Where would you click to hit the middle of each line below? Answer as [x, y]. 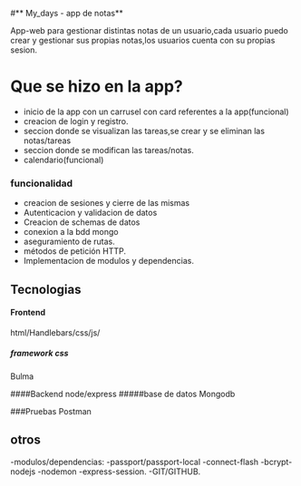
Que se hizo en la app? [97, 87]
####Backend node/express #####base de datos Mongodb [123, 394]
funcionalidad [42, 183]
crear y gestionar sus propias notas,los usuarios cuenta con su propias [143, 40]
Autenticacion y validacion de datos [90, 213]
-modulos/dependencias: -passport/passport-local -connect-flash [135, 462]
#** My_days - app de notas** [67, 13]
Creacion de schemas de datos [82, 222]
